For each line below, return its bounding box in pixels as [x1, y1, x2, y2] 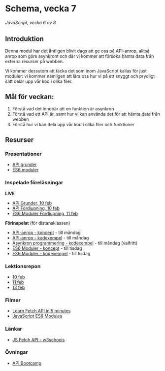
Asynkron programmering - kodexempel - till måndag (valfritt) [12, 240, 138, 246]
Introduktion [5, 35, 44, 43]
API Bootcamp [12, 360, 42, 366]
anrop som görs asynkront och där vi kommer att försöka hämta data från [5, 53, 154, 59]
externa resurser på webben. [5, 58, 64, 64]
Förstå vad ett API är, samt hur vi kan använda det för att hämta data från [12, 111, 160, 117]
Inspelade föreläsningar [5, 179, 64, 186]
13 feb [12, 284, 25, 290]
